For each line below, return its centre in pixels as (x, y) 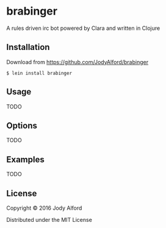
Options (22, 125)
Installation (28, 47)
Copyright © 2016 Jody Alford (44, 208)
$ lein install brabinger (39, 73)
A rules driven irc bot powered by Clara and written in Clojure (83, 28)
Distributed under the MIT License (49, 220)
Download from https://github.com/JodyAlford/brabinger (77, 62)
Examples (25, 159)
